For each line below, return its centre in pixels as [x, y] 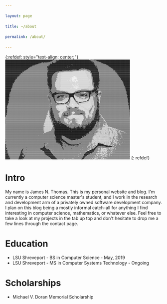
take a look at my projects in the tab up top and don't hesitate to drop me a [82, 218]
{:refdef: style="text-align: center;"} [42, 57]
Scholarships [33, 283]
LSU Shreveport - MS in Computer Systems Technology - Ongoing [81, 263]
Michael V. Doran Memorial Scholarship [53, 297]
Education [27, 244]
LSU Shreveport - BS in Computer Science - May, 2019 [69, 258]
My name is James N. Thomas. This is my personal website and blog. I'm [80, 192]
